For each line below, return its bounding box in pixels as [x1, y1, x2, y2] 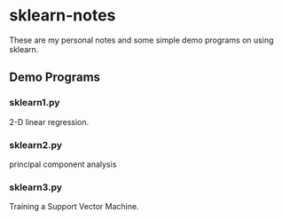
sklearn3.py [9, 181, 63, 193]
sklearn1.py [9, 97, 60, 109]
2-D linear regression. [9, 116, 90, 127]
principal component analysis [9, 159, 117, 169]
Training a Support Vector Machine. [9, 201, 139, 212]
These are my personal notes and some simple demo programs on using [9, 35, 274, 45]
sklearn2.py [9, 138, 63, 151]
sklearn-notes [9, 5, 116, 26]
